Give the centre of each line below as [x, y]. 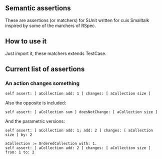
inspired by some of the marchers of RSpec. [50, 25]
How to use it [26, 41]
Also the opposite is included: [36, 103]
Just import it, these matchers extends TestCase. [56, 53]
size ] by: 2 [19, 135]
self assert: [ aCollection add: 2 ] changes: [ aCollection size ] [78, 148]
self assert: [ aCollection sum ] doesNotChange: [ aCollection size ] [81, 112]
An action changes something [42, 83]
